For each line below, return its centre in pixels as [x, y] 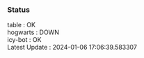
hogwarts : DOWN [33, 32]
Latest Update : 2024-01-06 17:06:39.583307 [72, 48]
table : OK [22, 25]
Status [18, 10]
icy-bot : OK [24, 40]
